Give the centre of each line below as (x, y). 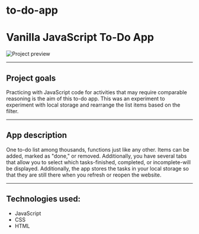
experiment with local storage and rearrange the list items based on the (93, 105)
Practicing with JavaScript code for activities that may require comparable (97, 92)
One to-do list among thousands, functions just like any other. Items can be (98, 149)
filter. (12, 111)
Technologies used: (44, 199)
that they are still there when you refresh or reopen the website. (84, 175)
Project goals (31, 78)
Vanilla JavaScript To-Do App (80, 38)
